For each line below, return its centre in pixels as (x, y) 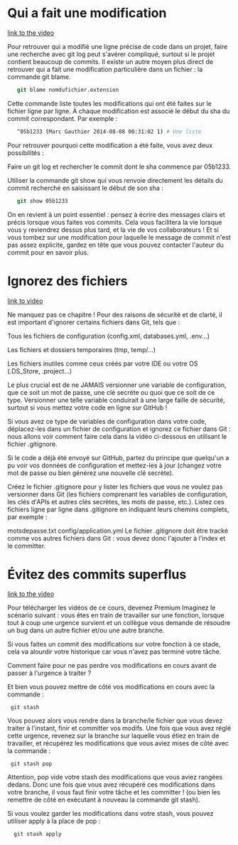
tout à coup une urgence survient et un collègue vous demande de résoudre (119, 623)
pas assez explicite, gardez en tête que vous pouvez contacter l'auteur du (115, 245)
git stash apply (38, 834)
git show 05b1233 (43, 201)
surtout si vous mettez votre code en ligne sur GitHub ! (87, 408)
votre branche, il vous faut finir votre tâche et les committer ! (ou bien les (114, 792)
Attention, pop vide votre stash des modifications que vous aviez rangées (115, 777)
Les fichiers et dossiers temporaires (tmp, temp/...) (82, 349)
